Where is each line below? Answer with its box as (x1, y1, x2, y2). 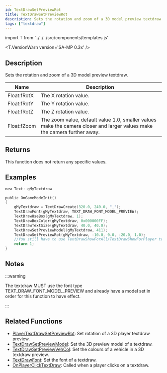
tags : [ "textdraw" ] (5, 21, 46, 26)
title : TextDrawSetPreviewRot (5, 12, 68, 17)
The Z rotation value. (40, 108, 89, 115)
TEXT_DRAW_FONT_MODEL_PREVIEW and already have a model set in (5, 288, 151, 294)
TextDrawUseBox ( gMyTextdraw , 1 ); (14, 214, 83, 219)
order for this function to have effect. (5, 293, 81, 299)
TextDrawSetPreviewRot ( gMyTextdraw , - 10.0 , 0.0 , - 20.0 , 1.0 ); (14, 232, 146, 237)
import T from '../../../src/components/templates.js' (5, 35, 109, 41)
